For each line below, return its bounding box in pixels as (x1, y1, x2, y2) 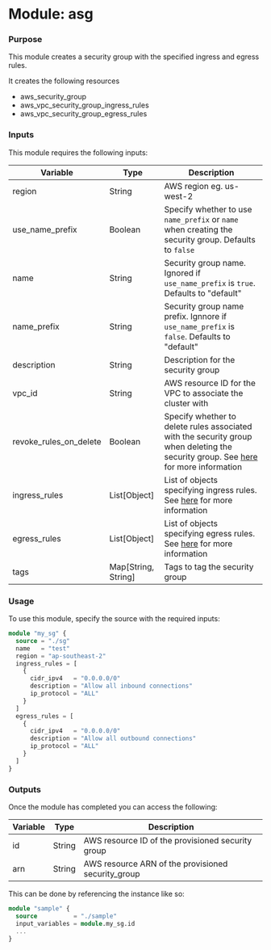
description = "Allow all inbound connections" (29, 682, 194, 691)
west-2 (164, 191, 194, 202)
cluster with (164, 397, 209, 409)
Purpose (8, 34, 43, 45)
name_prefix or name (164, 213, 239, 225)
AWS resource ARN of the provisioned (83, 858, 228, 869)
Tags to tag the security (164, 561, 254, 572)
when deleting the (164, 441, 232, 452)
